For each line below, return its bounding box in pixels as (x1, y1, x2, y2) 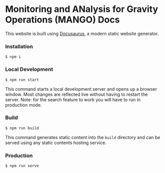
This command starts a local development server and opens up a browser (5, 86, 157, 92)
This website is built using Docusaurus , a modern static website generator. (5, 30, 159, 36)
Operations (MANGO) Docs (5, 14, 120, 25)
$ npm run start (5, 77, 39, 82)
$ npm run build (5, 126, 39, 131)
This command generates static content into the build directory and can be (5, 134, 160, 140)
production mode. (5, 102, 42, 108)
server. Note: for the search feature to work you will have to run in (5, 96, 141, 103)
